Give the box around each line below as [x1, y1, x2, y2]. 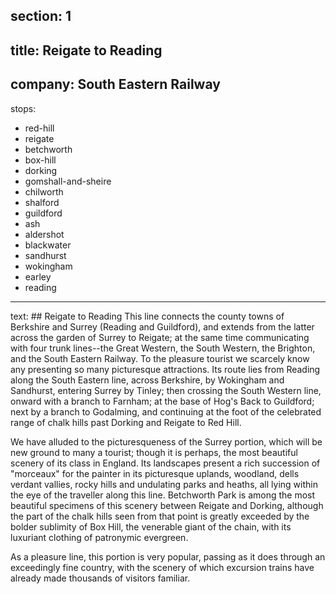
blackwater [24, 239, 72, 251]
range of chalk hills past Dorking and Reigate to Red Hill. [10, 416, 242, 428]
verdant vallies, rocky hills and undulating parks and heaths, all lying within [10, 478, 318, 490]
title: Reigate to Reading [10, 42, 163, 59]
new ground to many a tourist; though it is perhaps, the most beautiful [10, 446, 298, 458]
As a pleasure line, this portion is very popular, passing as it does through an [10, 550, 326, 563]
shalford [24, 196, 60, 208]
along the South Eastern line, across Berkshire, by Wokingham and [10, 374, 285, 386]
